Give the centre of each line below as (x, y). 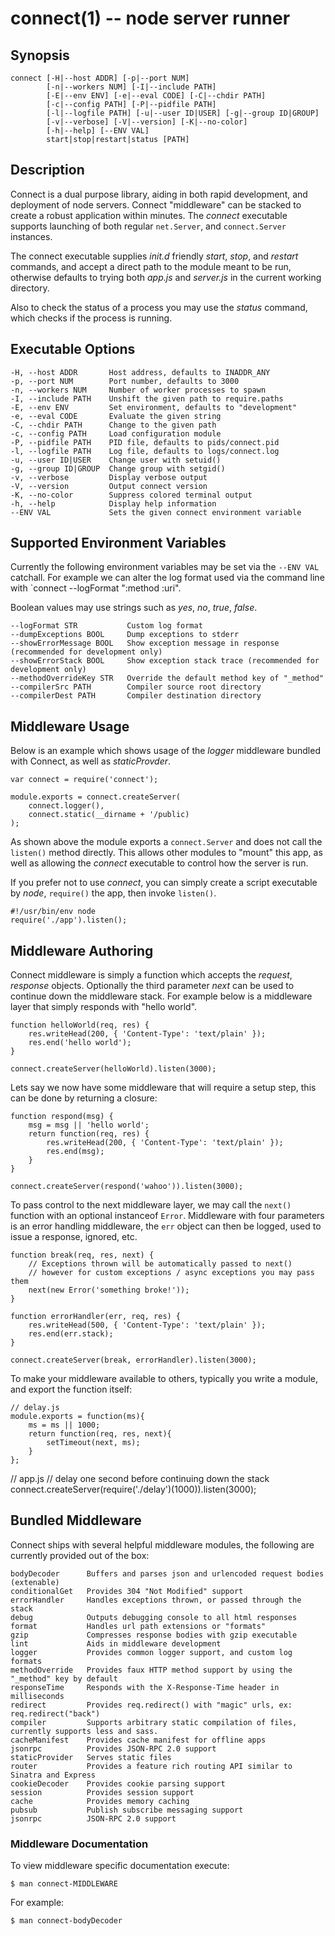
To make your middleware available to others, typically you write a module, (164, 1379)
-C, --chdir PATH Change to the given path (113, 425)
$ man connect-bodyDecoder (66, 1921)
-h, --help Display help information (113, 503)
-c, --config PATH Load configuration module (116, 433)
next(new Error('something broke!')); (109, 1290)
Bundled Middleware (76, 1520)
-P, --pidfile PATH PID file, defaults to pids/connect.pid (145, 442)
